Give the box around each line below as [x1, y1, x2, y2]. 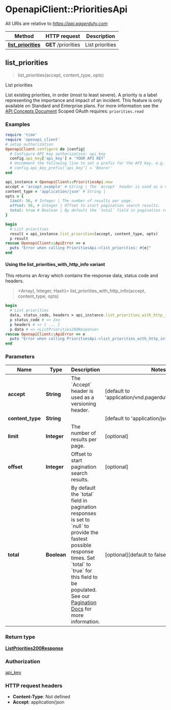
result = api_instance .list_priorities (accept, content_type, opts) [10, 231, 158, 236]
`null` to [71, 522, 89, 530]
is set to [71, 516, 90, 523]
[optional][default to [105, 551, 153, 559]
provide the [71, 529, 98, 536]
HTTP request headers [5, 682, 63, 689]
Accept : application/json [12, 699, 65, 705]
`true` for [71, 567, 93, 574]
